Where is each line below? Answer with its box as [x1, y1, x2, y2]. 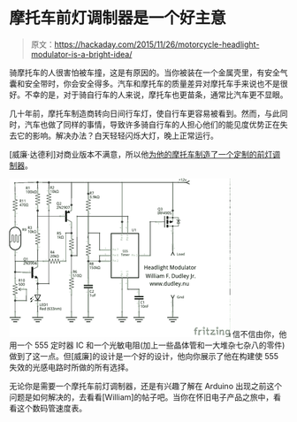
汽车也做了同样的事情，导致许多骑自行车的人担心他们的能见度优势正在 [24, 119, 280, 129]
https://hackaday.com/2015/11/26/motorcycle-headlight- [54, 39, 260, 50]
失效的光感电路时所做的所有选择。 [9, 362, 133, 372]
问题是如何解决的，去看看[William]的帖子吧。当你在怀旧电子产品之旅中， [9, 391, 274, 403]
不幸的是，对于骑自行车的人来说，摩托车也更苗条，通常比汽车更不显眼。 [24, 89, 288, 100]
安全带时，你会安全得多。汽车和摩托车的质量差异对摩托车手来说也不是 [24, 78, 280, 88]
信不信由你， [232, 328, 279, 339]
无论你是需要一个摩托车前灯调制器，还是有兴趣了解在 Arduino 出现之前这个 [9, 380, 283, 391]
